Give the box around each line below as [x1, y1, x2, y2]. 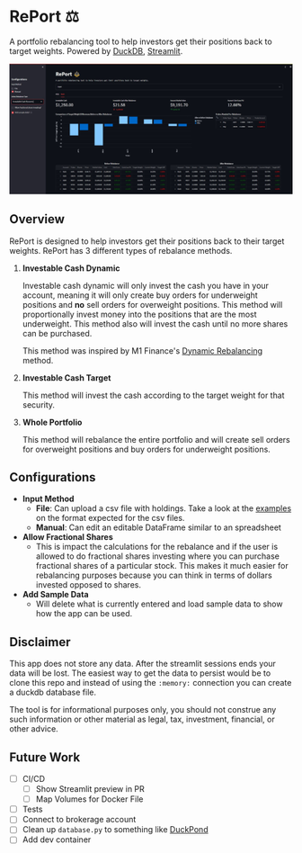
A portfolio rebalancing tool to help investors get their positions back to [9, 36, 272, 47]
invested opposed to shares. [35, 579, 142, 590]
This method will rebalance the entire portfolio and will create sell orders [22, 434, 290, 444]
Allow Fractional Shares [22, 532, 114, 543]
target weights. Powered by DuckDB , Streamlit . [9, 45, 183, 56]
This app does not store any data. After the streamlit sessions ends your [9, 659, 277, 669]
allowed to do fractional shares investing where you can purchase [35, 551, 280, 561]
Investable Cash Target [22, 372, 111, 383]
